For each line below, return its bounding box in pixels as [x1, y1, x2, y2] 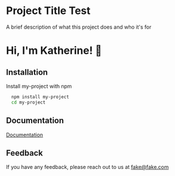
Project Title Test [6, 4, 91, 18]
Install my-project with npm [6, 82, 72, 89]
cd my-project [11, 99, 46, 105]
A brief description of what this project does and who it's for [6, 23, 152, 30]
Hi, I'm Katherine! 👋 [6, 44, 102, 57]
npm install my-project [11, 94, 69, 100]
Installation [6, 67, 48, 77]
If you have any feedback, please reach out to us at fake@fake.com [6, 164, 169, 171]
